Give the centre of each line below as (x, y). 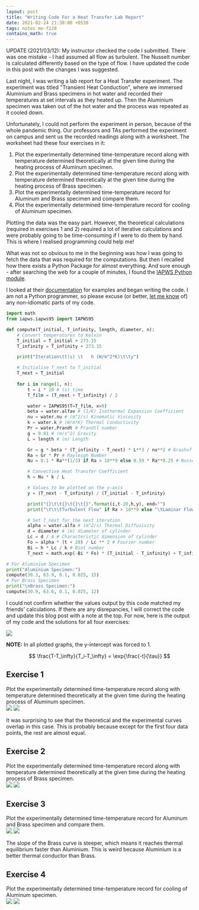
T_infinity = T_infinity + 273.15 (59, 346)
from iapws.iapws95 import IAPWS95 (50, 319)
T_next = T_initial (41, 373)
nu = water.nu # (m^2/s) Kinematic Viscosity (85, 417)
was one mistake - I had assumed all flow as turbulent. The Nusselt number (98, 57)
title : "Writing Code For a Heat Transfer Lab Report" (75, 17)
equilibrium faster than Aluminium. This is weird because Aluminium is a (94, 849)
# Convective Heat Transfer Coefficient (78, 472)
